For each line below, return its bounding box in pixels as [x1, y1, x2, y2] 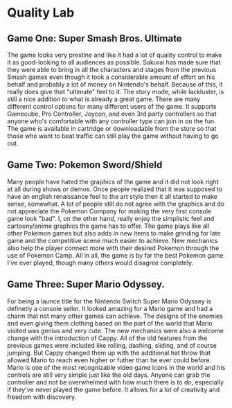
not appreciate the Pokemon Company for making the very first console [7, 206, 212, 215]
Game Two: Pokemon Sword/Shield [7, 159, 163, 171]
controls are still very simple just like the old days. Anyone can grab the [7, 371, 211, 379]
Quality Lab [7, 5, 75, 21]
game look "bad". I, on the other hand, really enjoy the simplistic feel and [7, 214, 215, 222]
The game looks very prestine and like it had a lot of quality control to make [7, 51, 222, 59]
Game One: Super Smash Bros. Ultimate [7, 33, 182, 44]
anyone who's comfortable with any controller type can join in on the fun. [7, 117, 216, 125]
